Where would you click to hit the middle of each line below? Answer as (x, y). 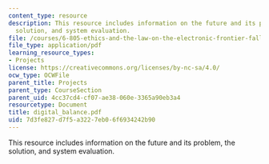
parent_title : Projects (48, 82)
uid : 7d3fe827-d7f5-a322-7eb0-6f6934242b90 (82, 120)
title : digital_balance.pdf (55, 113)
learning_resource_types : (51, 53)
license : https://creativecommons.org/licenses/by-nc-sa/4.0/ (114, 68)
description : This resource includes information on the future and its (132, 23)
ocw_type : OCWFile (39, 75)
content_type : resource (48, 16)
